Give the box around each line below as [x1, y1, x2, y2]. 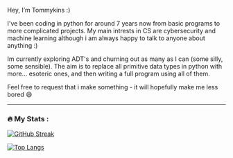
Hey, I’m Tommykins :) [7, 6, 71, 14]
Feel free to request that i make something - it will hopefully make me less [7, 83, 218, 91]
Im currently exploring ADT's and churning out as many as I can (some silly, [7, 55, 223, 63]
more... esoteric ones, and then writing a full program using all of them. [7, 69, 210, 78]
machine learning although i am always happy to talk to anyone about [7, 34, 206, 42]
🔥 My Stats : [7, 114, 49, 123]
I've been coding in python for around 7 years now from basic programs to [7, 19, 221, 27]
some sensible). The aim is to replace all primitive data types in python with [7, 62, 223, 70]
